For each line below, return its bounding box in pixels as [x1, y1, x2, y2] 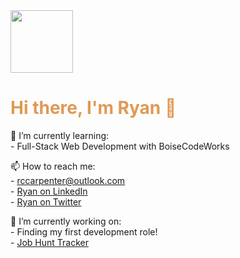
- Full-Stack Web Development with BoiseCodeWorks [10, 140, 230, 152]
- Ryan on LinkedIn [10, 185, 88, 197]
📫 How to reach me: [10, 160, 96, 172]
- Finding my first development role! [10, 225, 158, 238]
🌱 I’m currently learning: [10, 129, 110, 141]
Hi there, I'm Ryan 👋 [10, 97, 177, 119]
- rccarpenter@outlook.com [10, 174, 126, 186]
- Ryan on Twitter [10, 195, 82, 208]
